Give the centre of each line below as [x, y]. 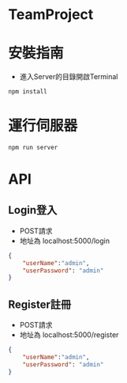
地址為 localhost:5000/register [69, 335]
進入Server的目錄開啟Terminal [69, 77]
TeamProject [51, 15]
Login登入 [33, 210]
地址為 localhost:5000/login [65, 241]
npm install [28, 92]
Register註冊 [40, 304]
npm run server [33, 147]
